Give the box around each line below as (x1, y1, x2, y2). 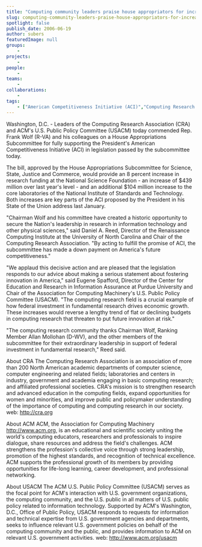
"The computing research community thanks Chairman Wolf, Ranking (6, 326, 178, 334)
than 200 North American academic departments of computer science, (6, 364, 182, 371)
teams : (6, 76, 23, 82)
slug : (6, 14, 20, 20)
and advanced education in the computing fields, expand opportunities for (6, 389, 191, 397)
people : (6, 64, 26, 71)
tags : (6, 98, 20, 104)
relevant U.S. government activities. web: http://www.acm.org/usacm (6, 534, 177, 541)
